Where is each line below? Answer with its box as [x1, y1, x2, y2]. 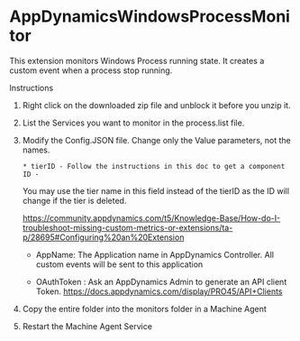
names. [22, 144, 50, 155]
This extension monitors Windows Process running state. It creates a [9, 55, 265, 66]
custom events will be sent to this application [35, 259, 204, 270]
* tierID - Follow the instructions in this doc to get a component [22, 161, 286, 170]
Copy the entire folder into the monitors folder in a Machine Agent [22, 303, 268, 314]
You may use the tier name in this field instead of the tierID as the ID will [22, 185, 290, 196]
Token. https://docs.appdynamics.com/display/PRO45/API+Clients [35, 286, 283, 297]
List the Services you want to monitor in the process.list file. [22, 117, 245, 128]
